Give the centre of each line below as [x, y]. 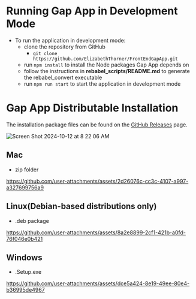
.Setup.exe [28, 272]
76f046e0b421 [25, 238]
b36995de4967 [25, 290]
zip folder [27, 170]
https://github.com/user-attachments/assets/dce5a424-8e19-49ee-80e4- [98, 283]
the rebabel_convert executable [63, 77]
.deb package [32, 221]
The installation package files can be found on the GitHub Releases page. [97, 125]
